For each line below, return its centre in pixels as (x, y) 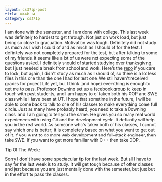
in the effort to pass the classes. (37, 174)
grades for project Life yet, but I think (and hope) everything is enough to (78, 84)
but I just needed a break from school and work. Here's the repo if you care (80, 68)
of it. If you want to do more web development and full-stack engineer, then (81, 135)
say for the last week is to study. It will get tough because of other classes (79, 164)
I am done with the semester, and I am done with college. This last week (77, 32)
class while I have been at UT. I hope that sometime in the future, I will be (78, 99)
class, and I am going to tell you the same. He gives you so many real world (80, 115)
